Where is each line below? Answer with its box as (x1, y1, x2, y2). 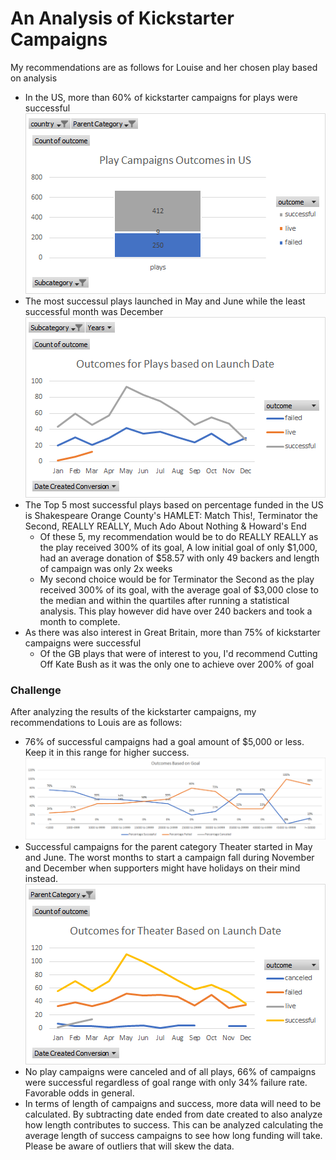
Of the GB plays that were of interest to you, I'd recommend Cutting (39, 647, 318, 659)
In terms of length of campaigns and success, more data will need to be (24, 1098, 322, 1110)
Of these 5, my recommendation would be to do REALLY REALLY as (39, 530, 319, 542)
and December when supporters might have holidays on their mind (24, 862, 301, 874)
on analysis (10, 72, 58, 84)
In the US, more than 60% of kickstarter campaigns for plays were (24, 91, 298, 103)
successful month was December (24, 305, 164, 317)
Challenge (10, 683, 62, 697)
